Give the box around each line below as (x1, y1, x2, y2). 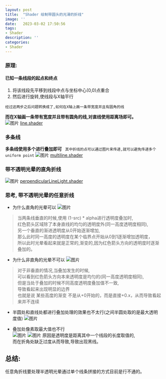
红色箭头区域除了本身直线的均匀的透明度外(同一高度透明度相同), (17, 221, 149, 227)
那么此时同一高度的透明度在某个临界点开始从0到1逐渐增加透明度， (17, 233, 153, 240)
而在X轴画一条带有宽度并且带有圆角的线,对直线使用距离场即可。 (5, 113, 137, 120)
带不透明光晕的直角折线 (5, 166, 61, 173)
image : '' (5, 16, 26, 21)
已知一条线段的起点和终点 (5, 75, 58, 81)
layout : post (5, 7, 32, 12)
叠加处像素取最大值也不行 (12, 326, 65, 332)
